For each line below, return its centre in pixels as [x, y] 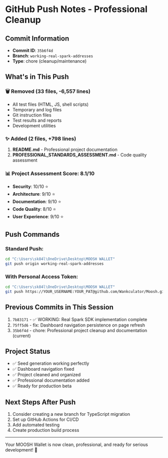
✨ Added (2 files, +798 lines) [41, 138]
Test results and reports [37, 120]
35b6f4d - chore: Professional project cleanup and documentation [80, 330]
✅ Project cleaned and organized [46, 375]
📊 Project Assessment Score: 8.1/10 [50, 173]
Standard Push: [24, 248]
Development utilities [34, 125]
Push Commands [32, 234]
